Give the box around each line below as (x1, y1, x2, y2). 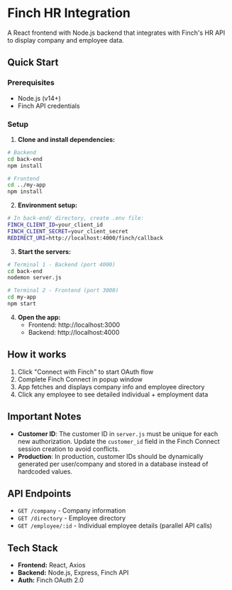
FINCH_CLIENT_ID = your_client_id (7, 221, 103, 228)
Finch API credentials (17, 101, 80, 110)
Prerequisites (7, 78, 55, 88)
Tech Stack (7, 542, 58, 554)
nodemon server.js (7, 274, 62, 282)
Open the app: (17, 313, 61, 321)
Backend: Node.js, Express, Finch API (17, 569, 129, 577)
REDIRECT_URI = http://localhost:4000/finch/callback (7, 234, 163, 242)
